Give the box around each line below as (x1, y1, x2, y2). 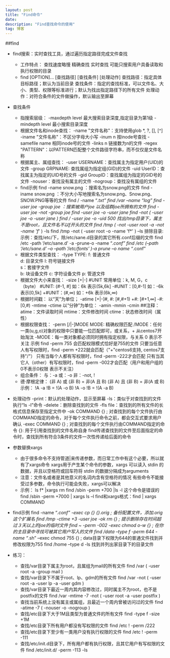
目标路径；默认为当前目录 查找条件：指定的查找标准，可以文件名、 (20, 81, 160, 87)
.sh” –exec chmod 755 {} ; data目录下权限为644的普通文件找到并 (27, 535, 163, 541)
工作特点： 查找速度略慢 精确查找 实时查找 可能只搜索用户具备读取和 (20, 61, 163, 68)
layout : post (5, 7, 33, 13)
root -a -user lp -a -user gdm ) (20, 580, 84, 586)
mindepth (20, 121, 41, 127)
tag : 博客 (5, 26, 24, 31)
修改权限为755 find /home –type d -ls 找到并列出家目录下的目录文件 (12, 541, 154, 547)
